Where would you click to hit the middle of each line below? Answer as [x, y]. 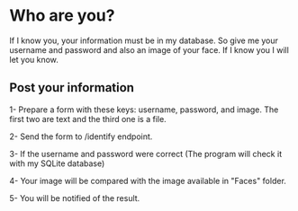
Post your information [72, 88]
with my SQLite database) [57, 163]
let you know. [34, 59]
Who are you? [62, 16]
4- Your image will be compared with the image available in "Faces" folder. [148, 180]
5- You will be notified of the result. [75, 198]
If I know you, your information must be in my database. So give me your [144, 40]
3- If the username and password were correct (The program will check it [145, 154]
